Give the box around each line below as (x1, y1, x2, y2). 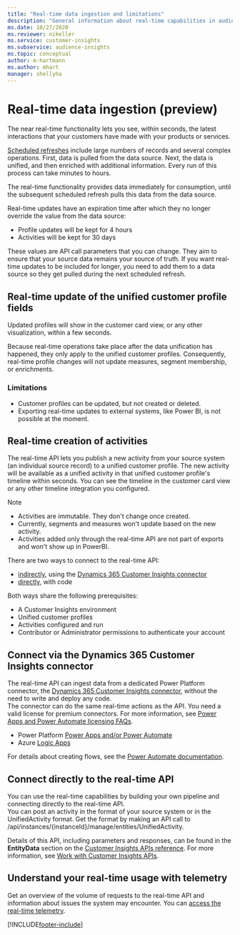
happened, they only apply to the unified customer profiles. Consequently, (7, 350, 226, 358)
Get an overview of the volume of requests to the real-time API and (7, 891, 205, 899)
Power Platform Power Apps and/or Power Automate (17, 731, 173, 740)
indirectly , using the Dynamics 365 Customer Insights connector (17, 570, 207, 579)
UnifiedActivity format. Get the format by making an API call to (7, 814, 191, 823)
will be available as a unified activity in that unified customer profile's (7, 469, 211, 478)
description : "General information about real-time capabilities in (7, 17, 216, 24)
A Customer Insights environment (17, 605, 116, 614)
